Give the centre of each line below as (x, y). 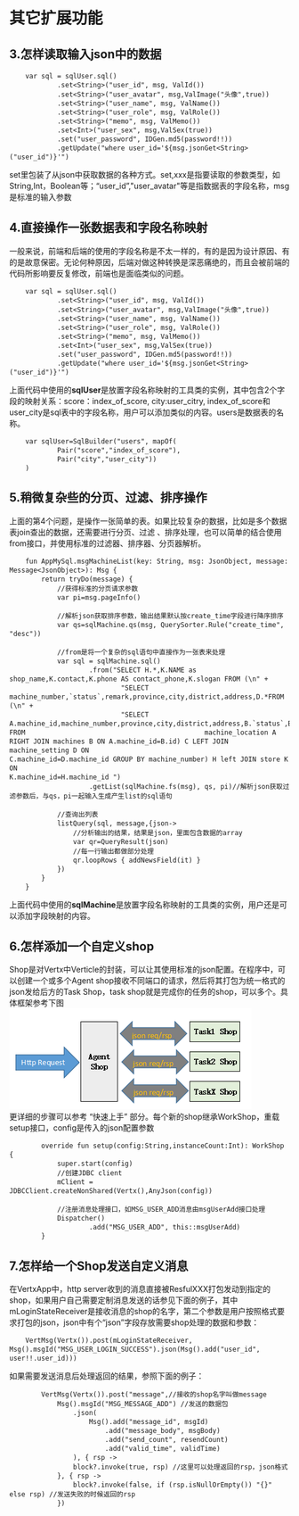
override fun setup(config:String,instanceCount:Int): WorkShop (163, 1146)
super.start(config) (95, 1164)
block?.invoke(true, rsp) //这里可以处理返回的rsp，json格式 (180, 1467)
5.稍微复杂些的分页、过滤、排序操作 (108, 497)
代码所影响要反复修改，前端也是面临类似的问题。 (99, 273)
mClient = (75, 1182)
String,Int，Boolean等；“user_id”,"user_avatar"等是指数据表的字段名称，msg (149, 186)
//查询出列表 (77, 814)
